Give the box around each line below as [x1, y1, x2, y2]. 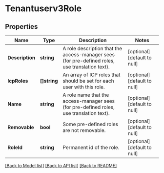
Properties [5, 22, 38, 31]
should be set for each [62, 78, 114, 84]
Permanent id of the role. [62, 144, 120, 151]
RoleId [7, 144, 23, 151]
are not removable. [62, 127, 106, 133]
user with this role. [62, 84, 105, 90]
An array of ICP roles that [62, 71, 121, 78]
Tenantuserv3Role [5, 3, 82, 14]
